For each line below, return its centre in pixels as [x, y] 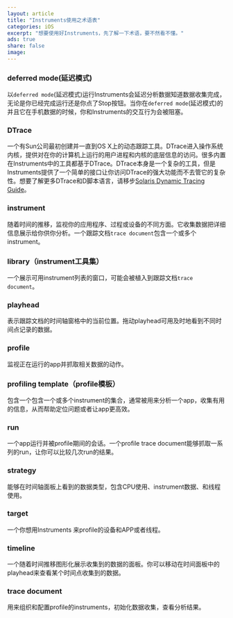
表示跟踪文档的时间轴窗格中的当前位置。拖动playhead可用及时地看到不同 [112, 321]
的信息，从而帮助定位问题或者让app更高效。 [70, 409]
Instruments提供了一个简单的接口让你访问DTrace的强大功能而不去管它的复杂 [116, 172]
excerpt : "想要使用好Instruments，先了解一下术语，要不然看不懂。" [96, 33]
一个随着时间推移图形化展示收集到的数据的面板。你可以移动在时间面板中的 [113, 564]
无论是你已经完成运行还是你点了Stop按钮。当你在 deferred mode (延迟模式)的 [115, 103]
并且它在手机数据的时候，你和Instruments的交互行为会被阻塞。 [97, 112]
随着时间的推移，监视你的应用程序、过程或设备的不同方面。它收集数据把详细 [116, 224]
